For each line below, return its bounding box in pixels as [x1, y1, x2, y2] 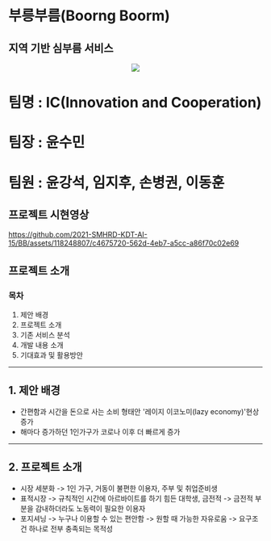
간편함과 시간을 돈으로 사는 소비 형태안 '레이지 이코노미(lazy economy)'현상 [19, 406, 260, 416]
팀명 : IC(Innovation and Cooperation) [8, 94, 262, 112]
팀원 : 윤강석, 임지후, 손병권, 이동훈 [8, 174, 225, 191]
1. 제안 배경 [8, 384, 60, 397]
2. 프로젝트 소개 [8, 460, 82, 474]
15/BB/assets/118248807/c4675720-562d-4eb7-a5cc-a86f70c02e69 [8, 238, 240, 248]
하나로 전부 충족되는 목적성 [28, 523, 113, 533]
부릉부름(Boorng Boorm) [8, 6, 171, 25]
